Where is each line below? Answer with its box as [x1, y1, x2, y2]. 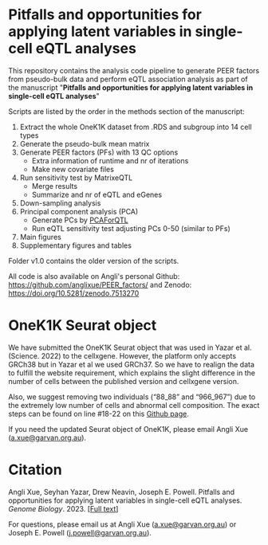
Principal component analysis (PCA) [19, 206, 139, 216]
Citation [8, 461, 62, 479]
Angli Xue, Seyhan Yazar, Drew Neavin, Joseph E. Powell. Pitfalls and [8, 487, 235, 496]
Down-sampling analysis [19, 198, 101, 208]
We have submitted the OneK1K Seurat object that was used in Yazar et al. [8, 343, 253, 352]
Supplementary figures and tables [19, 241, 132, 250]
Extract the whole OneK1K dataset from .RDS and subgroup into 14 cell [19, 122, 253, 131]
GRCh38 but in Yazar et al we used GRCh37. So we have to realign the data [8, 359, 255, 369]
